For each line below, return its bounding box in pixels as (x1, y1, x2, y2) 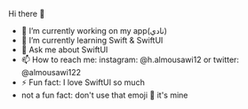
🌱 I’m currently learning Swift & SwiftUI (20, 35, 164, 45)
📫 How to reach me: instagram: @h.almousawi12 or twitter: (20, 54, 239, 65)
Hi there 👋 (8, 9, 45, 19)
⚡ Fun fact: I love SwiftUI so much (20, 77, 146, 88)
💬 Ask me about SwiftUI (20, 44, 108, 55)
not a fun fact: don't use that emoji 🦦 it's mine (20, 90, 188, 100)
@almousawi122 (20, 67, 82, 77)
